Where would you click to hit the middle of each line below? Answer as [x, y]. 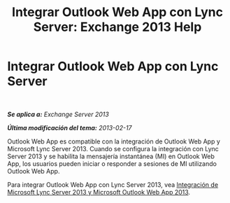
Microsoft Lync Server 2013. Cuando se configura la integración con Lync [113, 148]
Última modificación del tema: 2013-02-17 [70, 127]
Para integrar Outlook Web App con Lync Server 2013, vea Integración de [113, 184]
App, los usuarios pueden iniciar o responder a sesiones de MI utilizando [112, 163]
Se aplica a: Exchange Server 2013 [58, 114]
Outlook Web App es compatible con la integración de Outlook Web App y [114, 141]
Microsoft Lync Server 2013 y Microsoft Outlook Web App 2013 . [99, 192]
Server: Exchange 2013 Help [117, 27]
